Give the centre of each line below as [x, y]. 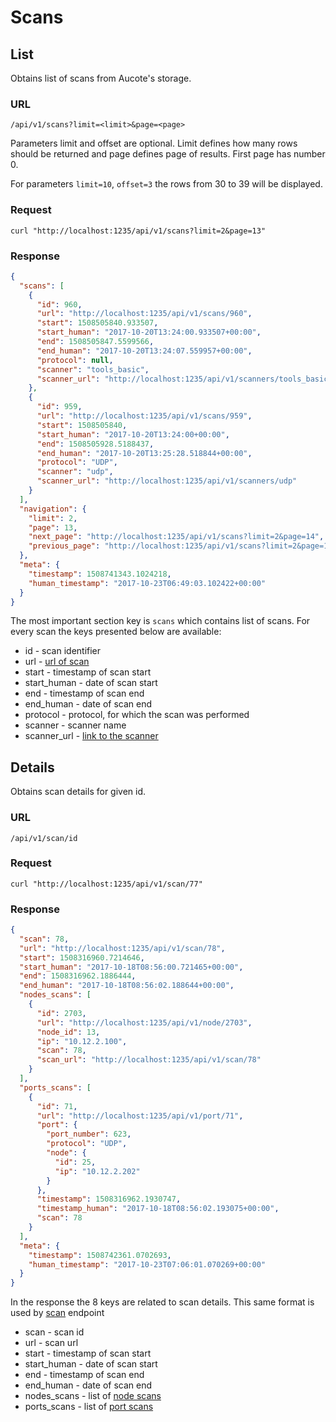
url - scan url [51, 1343]
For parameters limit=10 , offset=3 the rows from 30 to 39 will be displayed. [166, 184]
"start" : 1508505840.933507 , [97, 323]
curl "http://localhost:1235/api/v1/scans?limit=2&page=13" [138, 231]
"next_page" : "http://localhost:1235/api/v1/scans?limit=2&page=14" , [176, 537]
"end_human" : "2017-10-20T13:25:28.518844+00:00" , [144, 453]
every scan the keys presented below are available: [116, 632]
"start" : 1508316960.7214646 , [82, 957]
